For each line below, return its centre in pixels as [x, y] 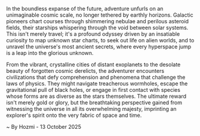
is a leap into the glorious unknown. [50, 53]
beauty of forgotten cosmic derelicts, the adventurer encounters [85, 71]
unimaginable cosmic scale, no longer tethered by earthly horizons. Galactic [100, 15]
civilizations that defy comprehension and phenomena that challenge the [96, 77]
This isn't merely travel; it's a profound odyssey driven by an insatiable [93, 34]
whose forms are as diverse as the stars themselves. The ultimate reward [96, 96]
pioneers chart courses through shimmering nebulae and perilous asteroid [98, 21]
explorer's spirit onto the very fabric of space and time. [74, 115]
